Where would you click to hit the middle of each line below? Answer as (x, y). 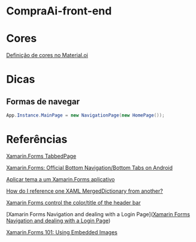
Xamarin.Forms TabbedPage (41, 156)
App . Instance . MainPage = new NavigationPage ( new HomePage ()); (85, 115)
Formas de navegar (43, 101)
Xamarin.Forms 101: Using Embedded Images (62, 232)
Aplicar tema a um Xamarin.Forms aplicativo (61, 179)
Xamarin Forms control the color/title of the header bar (73, 202)
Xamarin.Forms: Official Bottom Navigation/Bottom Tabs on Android (89, 168)
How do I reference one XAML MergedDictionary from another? (85, 191)
